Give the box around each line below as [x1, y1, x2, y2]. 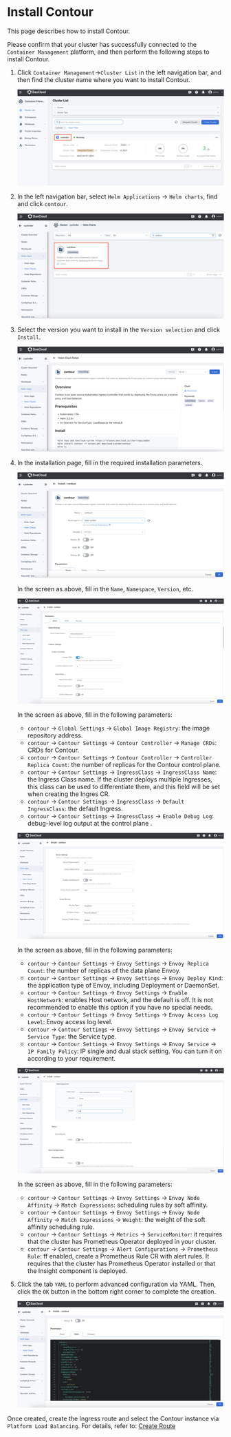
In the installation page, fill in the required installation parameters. [16, 458, 203, 467]
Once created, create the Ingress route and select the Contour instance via [7, 1414, 219, 1423]
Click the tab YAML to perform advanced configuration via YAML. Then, [16, 1280, 217, 1289]
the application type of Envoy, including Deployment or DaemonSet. [27, 981, 220, 989]
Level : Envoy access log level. [27, 1017, 113, 1026]
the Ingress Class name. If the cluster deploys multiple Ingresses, [27, 775, 212, 784]
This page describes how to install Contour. [7, 27, 131, 35]
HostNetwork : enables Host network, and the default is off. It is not [27, 995, 213, 1003]
